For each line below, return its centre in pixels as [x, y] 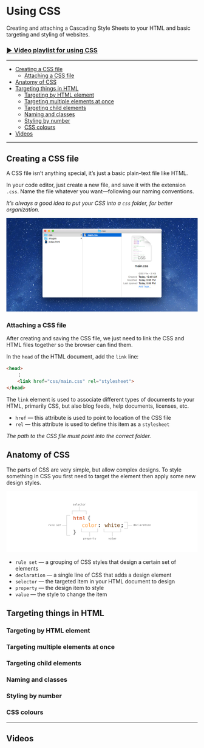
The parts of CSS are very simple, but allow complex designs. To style [94, 470]
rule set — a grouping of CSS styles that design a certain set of [96, 562]
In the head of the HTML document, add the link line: [73, 357]
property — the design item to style [59, 588]
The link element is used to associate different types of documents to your [100, 399]
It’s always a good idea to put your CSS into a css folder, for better [90, 203]
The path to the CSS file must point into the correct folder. [79, 436]
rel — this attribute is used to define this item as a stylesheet [92, 424]
